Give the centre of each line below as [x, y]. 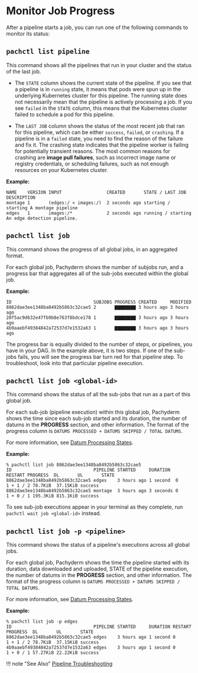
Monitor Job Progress [61, 11]
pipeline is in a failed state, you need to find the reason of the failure [99, 138]
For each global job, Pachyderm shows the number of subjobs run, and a [95, 267]
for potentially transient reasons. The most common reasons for [92, 151]
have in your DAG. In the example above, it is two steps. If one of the [89, 350]
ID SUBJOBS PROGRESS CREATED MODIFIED [99, 302]
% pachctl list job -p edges [42, 622]
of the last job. [24, 71]
